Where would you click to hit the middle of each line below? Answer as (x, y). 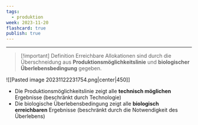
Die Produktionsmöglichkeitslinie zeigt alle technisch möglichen (93, 91)
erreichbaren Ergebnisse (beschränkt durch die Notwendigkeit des (96, 110)
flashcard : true (26, 28)
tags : (13, 11)
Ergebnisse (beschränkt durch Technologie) (68, 97)
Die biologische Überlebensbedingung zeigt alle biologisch (87, 104)
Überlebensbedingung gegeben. (61, 68)
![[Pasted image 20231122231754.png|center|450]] (68, 80)
